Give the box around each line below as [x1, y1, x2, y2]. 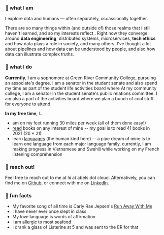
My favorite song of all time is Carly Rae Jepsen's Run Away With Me [12, 204, 153, 209]
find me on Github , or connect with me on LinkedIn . [5, 179, 109, 186]
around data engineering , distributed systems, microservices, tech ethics [5, 35, 156, 41]
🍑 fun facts [5, 192, 32, 199]
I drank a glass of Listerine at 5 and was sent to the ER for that [12, 224, 139, 230]
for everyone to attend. [5, 101, 52, 107]
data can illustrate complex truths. [5, 51, 74, 57]
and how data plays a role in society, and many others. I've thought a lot [5, 41, 151, 47]
